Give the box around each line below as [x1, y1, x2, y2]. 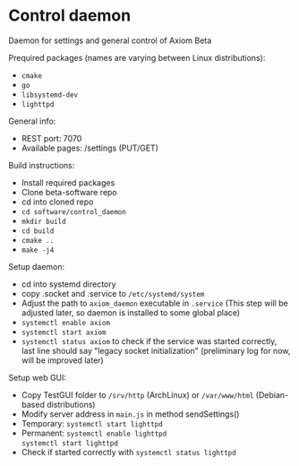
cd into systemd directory [21, 279, 117, 289]
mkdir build [21, 217, 66, 226]
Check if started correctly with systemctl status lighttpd [21, 446, 236, 457]
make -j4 [21, 246, 55, 255]
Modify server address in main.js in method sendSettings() [21, 409, 240, 419]
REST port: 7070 [21, 133, 82, 143]
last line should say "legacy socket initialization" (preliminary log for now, [21, 345, 291, 356]
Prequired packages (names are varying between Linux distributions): [8, 52, 266, 63]
